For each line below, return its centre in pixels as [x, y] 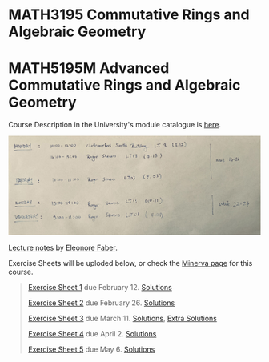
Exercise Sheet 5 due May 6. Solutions [91, 349]
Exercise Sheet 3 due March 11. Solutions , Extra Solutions [122, 318]
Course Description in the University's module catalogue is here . [115, 125]
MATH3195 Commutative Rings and [129, 15]
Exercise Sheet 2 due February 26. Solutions [101, 303]
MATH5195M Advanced [89, 68]
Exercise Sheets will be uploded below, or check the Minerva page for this [130, 263]
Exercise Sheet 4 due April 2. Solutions [92, 333]
